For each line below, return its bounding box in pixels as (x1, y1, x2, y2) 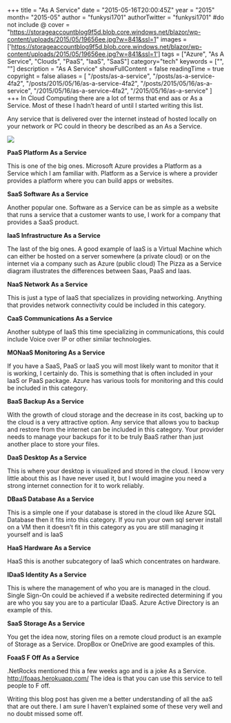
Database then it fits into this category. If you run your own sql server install (7, 516, 223, 524)
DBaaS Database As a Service (7, 495, 94, 503)
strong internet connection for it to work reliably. (7, 482, 145, 489)
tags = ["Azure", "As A (161, 50, 224, 58)
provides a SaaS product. (7, 218, 79, 226)
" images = (156, 35, 188, 44)
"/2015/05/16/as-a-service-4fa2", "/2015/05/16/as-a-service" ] (33, 86, 212, 95)
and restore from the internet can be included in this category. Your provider (7, 425, 224, 433)
